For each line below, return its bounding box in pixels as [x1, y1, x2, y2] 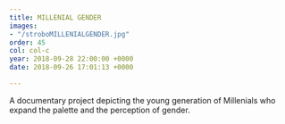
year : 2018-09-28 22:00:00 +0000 [9, 54, 134, 63]
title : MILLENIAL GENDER [9, 12, 102, 22]
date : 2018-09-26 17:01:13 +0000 [9, 63, 134, 72]
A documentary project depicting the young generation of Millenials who [9, 95, 276, 105]
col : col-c [9, 46, 50, 55]
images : [9, 21, 38, 30]
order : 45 [9, 37, 46, 47]
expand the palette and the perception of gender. [9, 104, 190, 115]
